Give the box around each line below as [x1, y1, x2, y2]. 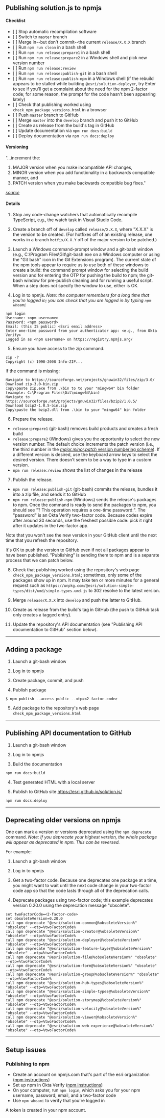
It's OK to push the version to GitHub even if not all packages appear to [5, 547, 149, 553]
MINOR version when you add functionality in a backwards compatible [12, 169, 155, 176]
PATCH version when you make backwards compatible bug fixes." [12, 180, 146, 186]
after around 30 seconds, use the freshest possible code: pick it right [12, 517, 152, 523]
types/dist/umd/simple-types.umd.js [12, 588, 88, 593]
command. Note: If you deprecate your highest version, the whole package [5, 834, 157, 840]
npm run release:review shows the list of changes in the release [12, 467, 142, 473]
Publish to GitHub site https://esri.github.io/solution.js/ [12, 788, 122, 794]
